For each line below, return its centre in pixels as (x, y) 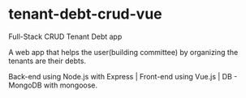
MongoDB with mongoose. (53, 85)
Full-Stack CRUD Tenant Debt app (65, 36)
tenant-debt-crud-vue (85, 14)
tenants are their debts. (47, 61)
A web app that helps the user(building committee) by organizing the (123, 52)
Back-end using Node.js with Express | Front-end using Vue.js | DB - (123, 76)
